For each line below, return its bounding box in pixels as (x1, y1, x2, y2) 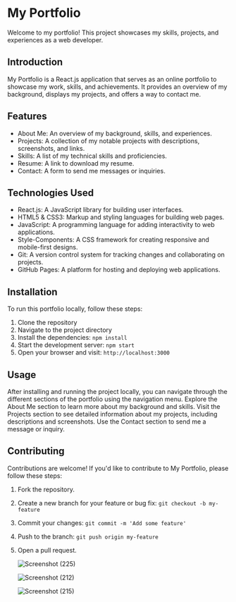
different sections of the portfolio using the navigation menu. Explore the (7, 395, 218, 403)
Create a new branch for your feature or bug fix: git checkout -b (17, 498, 206, 507)
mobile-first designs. (17, 243, 78, 252)
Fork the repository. (17, 485, 75, 493)
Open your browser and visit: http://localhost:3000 (17, 348, 170, 357)
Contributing (7, 446, 65, 457)
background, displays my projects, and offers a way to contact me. (7, 90, 201, 98)
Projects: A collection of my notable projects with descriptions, (17, 136, 200, 145)
